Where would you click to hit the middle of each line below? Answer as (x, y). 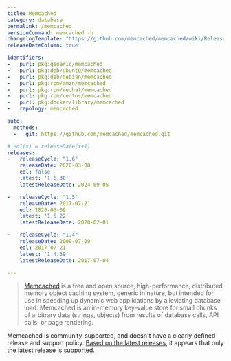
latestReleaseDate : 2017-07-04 (64, 260)
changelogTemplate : (35, 39)
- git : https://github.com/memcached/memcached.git (92, 134)
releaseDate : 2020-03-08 (55, 165)
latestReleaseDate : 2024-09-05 (64, 185)
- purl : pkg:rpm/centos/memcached (59, 96)
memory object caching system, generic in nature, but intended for (119, 293)
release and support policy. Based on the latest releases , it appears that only (115, 343)
